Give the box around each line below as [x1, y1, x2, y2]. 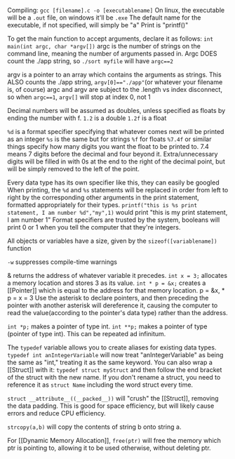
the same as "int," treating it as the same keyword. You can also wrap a [7, 358, 213, 366]
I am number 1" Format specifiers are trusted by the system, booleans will [7, 215, 220, 224]
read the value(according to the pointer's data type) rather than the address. [7, 309, 228, 317]
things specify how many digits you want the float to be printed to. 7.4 [7, 142, 209, 150]
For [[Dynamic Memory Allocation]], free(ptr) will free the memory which [7, 437, 221, 444]
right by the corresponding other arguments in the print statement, [7, 193, 200, 201]
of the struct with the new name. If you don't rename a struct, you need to [7, 373, 221, 381]
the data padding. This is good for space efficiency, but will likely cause [7, 401, 215, 410]
